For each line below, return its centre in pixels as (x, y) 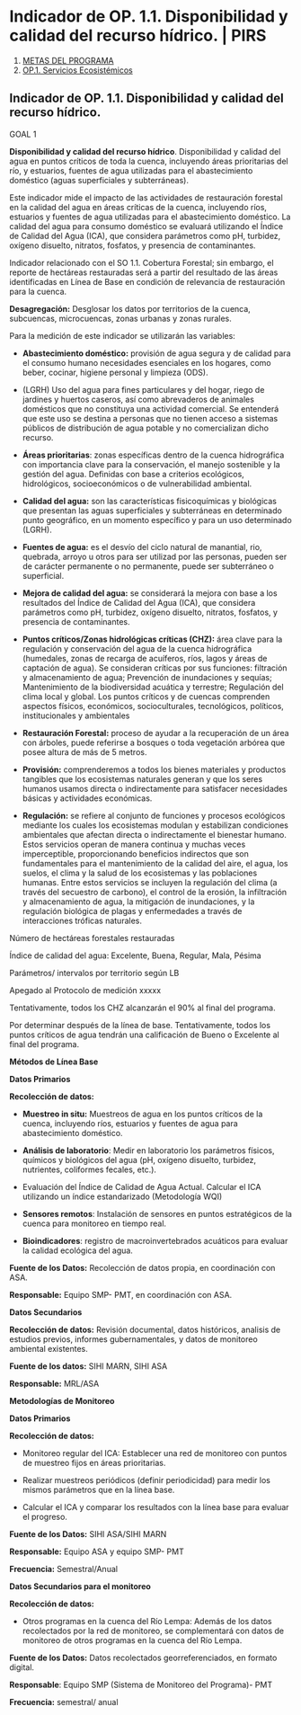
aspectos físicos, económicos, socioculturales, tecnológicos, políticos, (153, 706)
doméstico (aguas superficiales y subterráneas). (99, 180)
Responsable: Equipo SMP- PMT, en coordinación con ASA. (121, 1294)
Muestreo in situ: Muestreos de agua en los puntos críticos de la (142, 1114)
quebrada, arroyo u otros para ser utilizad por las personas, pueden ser (155, 556)
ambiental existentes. (49, 1348)
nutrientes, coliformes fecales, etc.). (89, 1169)
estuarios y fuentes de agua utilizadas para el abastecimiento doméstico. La (150, 217)
